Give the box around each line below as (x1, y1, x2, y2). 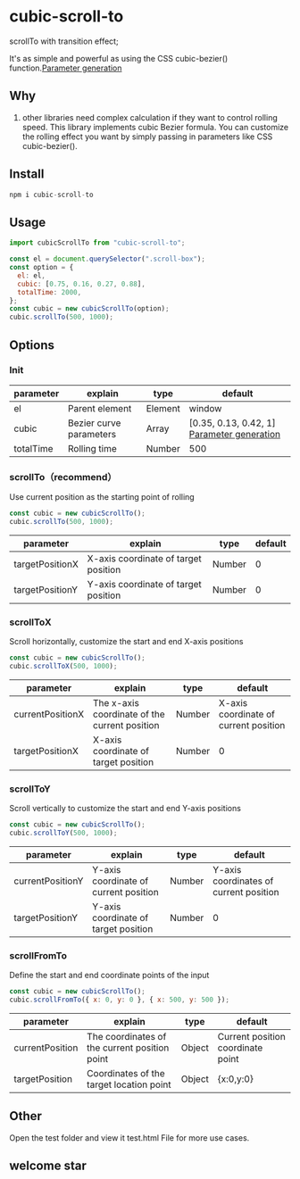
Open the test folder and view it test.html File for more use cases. (9, 1132, 250, 1143)
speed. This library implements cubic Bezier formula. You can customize (21, 121, 288, 132)
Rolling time (68, 442, 118, 454)
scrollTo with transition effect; (9, 36, 119, 46)
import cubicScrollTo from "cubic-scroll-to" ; (9, 238, 186, 247)
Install (9, 167, 45, 182)
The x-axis (92, 696, 140, 709)
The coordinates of (86, 1031, 167, 1042)
